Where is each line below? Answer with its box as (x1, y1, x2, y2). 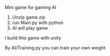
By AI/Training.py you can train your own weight (5, 45, 106, 50)
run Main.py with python (12, 20, 64, 25)
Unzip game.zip (12, 14, 45, 20)
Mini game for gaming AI (5, 5, 57, 10)
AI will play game (12, 25, 48, 31)
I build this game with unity (5, 35, 62, 41)
